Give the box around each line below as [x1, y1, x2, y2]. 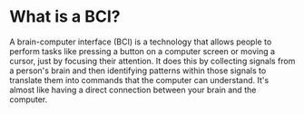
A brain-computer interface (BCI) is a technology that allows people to [9, 36, 272, 47]
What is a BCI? [9, 6, 121, 27]
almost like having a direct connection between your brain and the [9, 84, 257, 95]
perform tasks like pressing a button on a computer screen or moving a [9, 45, 275, 56]
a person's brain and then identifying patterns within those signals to [9, 65, 267, 76]
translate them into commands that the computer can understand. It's [9, 74, 270, 85]
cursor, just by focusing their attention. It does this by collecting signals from [9, 55, 296, 66]
